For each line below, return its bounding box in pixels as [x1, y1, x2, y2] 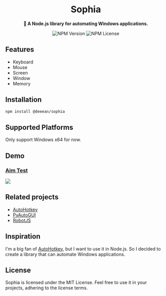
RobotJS [12, 217, 31, 223]
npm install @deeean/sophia [5, 109, 65, 114]
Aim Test [5, 167, 28, 174]
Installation [5, 96, 42, 104]
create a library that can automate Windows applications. [5, 251, 126, 257]
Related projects [5, 193, 59, 201]
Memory [12, 80, 31, 86]
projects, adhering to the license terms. [5, 285, 88, 291]
